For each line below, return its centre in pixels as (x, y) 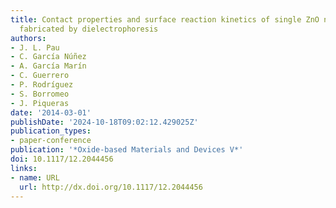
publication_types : (51, 131)
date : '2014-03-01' (51, 112)
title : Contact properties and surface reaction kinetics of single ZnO (165, 19)
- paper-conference (51, 141)
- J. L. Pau (35, 47)
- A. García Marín (48, 66)
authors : (28, 38)
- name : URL (35, 177)
